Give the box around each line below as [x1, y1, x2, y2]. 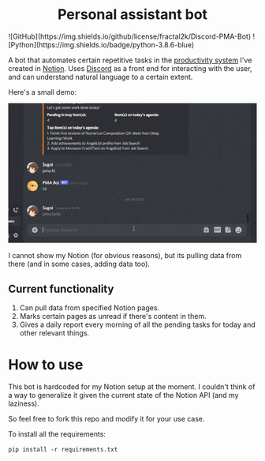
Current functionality [8, 282, 114, 295]
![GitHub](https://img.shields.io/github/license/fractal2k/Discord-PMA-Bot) [8, 32, 252, 41]
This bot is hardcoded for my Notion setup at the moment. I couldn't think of [8, 382, 256, 392]
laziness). [8, 399, 39, 408]
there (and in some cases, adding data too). [8, 259, 150, 269]
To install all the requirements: [8, 429, 106, 439]
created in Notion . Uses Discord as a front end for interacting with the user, [8, 63, 252, 73]
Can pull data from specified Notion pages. [19, 303, 160, 313]
